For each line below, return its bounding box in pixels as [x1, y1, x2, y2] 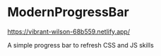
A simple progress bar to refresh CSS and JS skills [7, 41, 154, 49]
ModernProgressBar [7, 4, 129, 20]
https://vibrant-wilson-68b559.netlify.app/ [7, 27, 131, 36]
